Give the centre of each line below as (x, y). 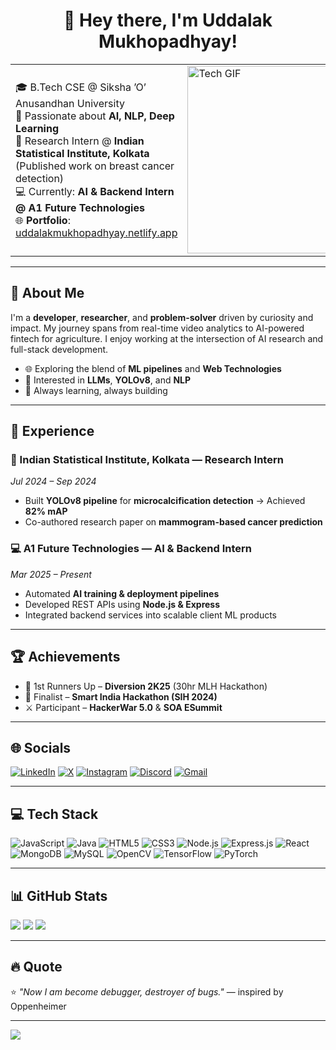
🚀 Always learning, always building (96, 390)
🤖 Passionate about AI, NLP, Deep (95, 116)
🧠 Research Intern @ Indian (80, 141)
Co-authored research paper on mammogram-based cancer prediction (173, 522)
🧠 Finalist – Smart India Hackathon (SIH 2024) (121, 696)
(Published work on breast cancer (95, 166)
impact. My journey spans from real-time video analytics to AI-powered (157, 328)
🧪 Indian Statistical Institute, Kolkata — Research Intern (147, 460)
